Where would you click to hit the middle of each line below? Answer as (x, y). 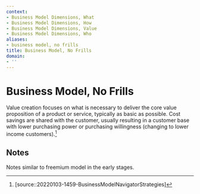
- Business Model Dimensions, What (50, 17)
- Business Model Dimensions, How (49, 23)
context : (17, 12)
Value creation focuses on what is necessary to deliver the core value (91, 107)
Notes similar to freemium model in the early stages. (70, 167)
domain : (16, 56)
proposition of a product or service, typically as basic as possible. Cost (93, 114)
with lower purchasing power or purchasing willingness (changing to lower (97, 127)
